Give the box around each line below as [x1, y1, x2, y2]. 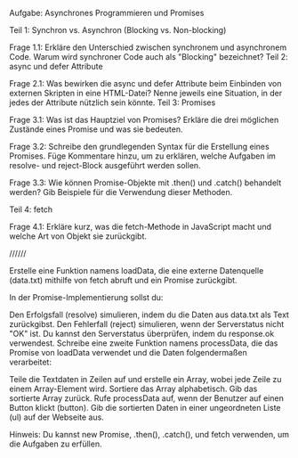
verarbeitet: [9, 356, 52, 367]
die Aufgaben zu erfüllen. [9, 438, 102, 449]
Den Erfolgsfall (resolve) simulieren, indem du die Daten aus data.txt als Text [9, 309, 289, 320]
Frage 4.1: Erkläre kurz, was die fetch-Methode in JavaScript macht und [9, 222, 271, 232]
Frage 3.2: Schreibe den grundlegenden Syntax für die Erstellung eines [9, 142, 270, 151]
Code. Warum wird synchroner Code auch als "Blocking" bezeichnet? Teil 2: [9, 52, 288, 61]
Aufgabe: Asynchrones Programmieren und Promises [9, 8, 205, 18]
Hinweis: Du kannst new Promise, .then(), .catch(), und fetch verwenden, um [9, 429, 290, 439]
